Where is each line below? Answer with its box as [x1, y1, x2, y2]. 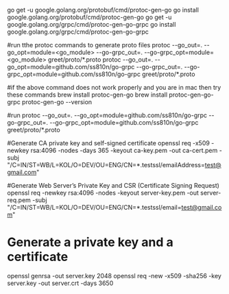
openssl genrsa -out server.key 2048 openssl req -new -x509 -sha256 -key [7, 271, 221, 280]
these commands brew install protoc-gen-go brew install [7, 90, 168, 99]
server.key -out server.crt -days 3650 [7, 279, 114, 287]
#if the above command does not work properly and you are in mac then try [7, 84, 221, 91]
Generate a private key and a [7, 234, 173, 250]
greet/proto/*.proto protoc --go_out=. [47, 56, 154, 64]
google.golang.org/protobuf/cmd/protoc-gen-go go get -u [7, 13, 172, 21]
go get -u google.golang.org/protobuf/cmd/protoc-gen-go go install [7, 6, 199, 14]
